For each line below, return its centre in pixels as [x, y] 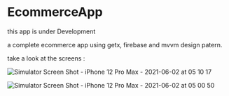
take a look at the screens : [46, 58]
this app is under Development [51, 31]
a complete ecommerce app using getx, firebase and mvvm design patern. [115, 45]
